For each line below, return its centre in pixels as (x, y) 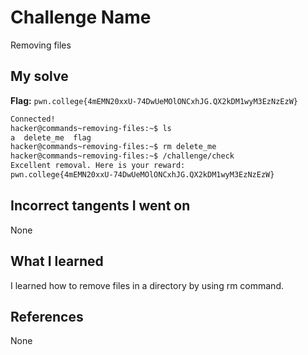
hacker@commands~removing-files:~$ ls (91, 128)
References (47, 316)
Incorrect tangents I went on (100, 206)
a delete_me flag (51, 137)
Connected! (33, 119)
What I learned (57, 261)
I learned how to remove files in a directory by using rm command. (147, 285)
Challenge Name (81, 17)
